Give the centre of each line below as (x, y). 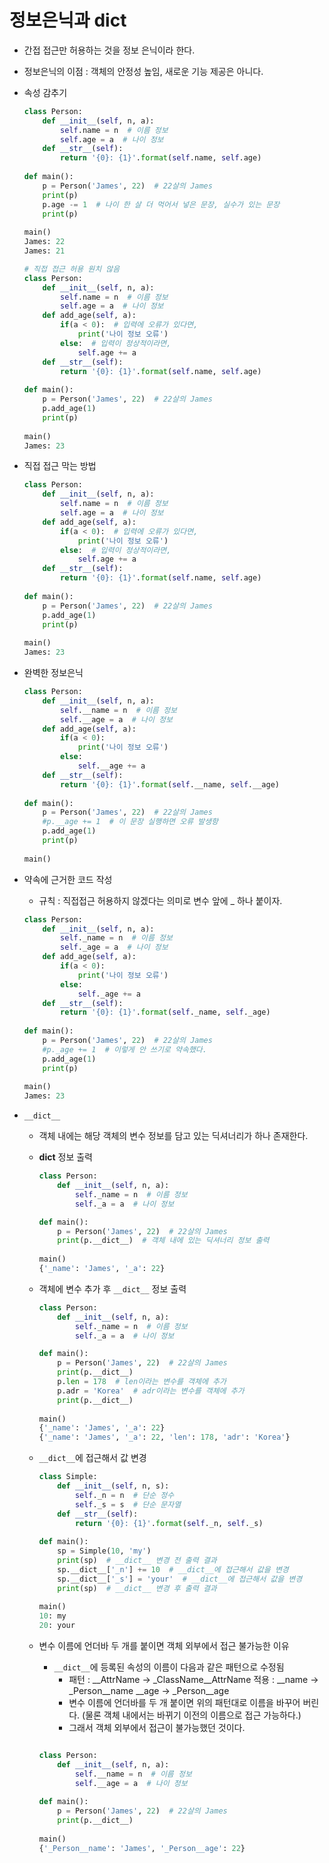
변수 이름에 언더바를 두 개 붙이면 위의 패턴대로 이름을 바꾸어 (184, 1703)
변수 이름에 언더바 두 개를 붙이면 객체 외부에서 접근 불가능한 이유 (164, 1646)
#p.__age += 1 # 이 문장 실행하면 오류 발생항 (130, 822)
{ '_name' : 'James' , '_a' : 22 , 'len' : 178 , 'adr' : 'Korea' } (164, 1437)
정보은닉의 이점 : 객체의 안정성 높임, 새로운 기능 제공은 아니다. (143, 71)
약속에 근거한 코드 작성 (68, 879)
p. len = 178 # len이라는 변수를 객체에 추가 (142, 1382)
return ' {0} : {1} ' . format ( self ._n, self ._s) (169, 1523)
